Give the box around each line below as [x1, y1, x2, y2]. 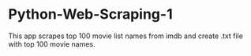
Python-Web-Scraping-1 [8, 5, 173, 23]
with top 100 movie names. [8, 39, 96, 48]
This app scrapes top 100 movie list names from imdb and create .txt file [8, 31, 243, 40]
